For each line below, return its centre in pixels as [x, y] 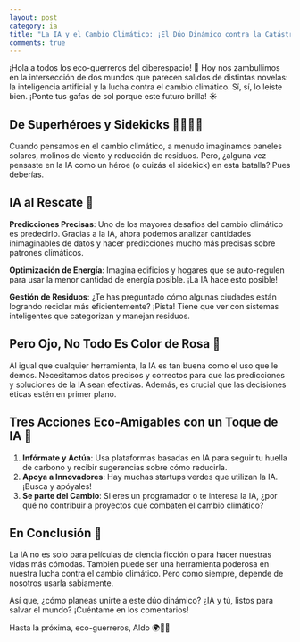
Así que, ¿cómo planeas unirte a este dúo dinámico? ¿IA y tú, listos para [142, 601]
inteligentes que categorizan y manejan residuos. [100, 316]
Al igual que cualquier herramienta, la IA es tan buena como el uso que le [144, 365]
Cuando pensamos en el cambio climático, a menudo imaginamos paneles [146, 146]
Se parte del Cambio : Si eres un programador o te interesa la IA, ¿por [150, 495]
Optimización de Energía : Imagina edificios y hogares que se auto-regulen [147, 270]
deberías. [27, 174]
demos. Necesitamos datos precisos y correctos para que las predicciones [147, 375]
